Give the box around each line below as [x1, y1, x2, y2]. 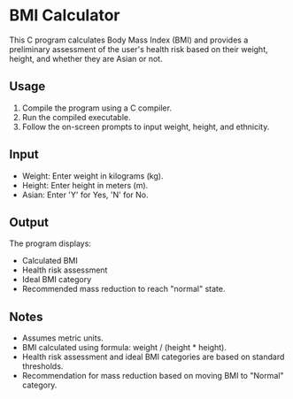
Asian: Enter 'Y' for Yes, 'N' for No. [21, 189, 149, 200]
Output [9, 214, 49, 230]
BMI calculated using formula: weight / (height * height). [21, 342, 227, 353]
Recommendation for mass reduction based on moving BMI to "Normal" [21, 371, 284, 381]
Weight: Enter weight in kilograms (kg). [21, 170, 164, 181]
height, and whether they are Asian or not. [9, 53, 163, 64]
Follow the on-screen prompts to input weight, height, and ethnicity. [21, 121, 270, 132]
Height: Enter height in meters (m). [21, 180, 149, 190]
